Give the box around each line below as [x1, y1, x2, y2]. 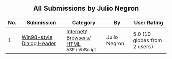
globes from [133, 37, 162, 44]
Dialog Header [21, 40, 56, 47]
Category [72, 19, 96, 26]
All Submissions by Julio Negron [33, 4, 139, 13]
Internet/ [66, 27, 87, 35]
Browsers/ [66, 34, 91, 41]
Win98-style [21, 33, 53, 40]
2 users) [133, 43, 154, 50]
